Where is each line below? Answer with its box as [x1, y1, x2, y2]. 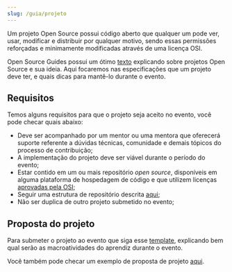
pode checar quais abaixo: [7, 118, 83, 126]
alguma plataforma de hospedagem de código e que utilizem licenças [17, 176, 217, 184]
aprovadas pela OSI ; [17, 183, 76, 192]
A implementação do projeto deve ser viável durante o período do [17, 153, 206, 162]
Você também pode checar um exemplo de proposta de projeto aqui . [7, 257, 205, 266]
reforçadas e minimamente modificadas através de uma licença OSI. [7, 44, 203, 52]
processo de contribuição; [17, 146, 93, 155]
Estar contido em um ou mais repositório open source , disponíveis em [17, 168, 217, 177]
